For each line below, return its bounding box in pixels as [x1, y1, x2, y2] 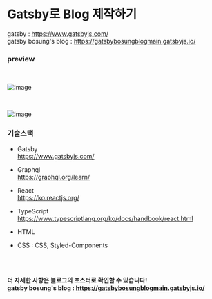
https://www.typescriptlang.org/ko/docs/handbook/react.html [17, 214, 193, 222]
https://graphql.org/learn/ [17, 173, 90, 181]
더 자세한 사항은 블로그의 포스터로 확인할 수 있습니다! [7, 276, 148, 284]
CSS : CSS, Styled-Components [17, 241, 108, 249]
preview [7, 54, 35, 64]
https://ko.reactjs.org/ [17, 193, 79, 202]
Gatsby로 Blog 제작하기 [7, 6, 137, 22]
